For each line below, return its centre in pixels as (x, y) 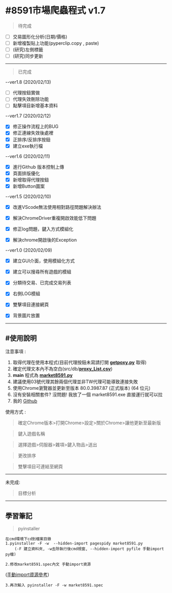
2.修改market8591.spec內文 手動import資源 (48, 564)
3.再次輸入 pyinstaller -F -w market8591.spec (54, 585)
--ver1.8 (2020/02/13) (28, 82)
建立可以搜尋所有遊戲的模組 (42, 272)
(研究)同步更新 (28, 56)
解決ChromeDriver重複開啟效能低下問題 (55, 218)
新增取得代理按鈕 (31, 179)
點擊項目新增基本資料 (35, 105)
